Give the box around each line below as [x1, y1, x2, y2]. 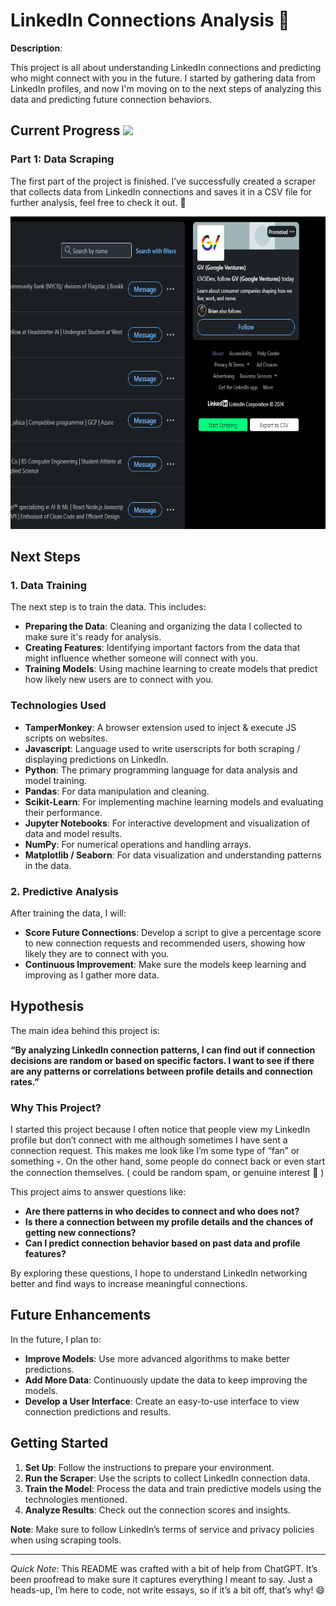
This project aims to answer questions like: [10, 1186, 187, 1198]
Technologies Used [10, 699, 107, 713]
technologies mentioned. [24, 1493, 128, 1505]
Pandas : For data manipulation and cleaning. [24, 785, 210, 797]
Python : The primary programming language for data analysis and [24, 764, 298, 776]
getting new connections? [24, 1227, 137, 1239]
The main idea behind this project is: [10, 1024, 160, 1036]
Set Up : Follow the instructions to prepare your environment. [24, 1461, 275, 1473]
